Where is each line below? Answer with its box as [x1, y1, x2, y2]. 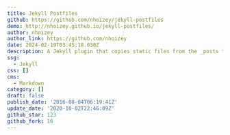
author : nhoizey [7, 29, 53, 36]
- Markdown [13, 80, 44, 87]
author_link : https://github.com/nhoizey [7, 35, 127, 42]
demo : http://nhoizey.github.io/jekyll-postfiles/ [7, 22, 155, 29]
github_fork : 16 [7, 117, 53, 125]
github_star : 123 [7, 111, 57, 118]
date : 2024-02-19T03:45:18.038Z [7, 42, 99, 48]
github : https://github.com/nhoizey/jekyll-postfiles [7, 16, 164, 23]
